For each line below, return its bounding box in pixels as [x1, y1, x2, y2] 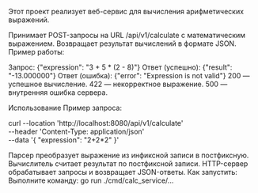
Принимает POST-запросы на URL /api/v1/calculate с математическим [8, 31, 246, 40]
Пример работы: [8, 47, 65, 56]
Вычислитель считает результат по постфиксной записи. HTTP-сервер [8, 159, 249, 168]
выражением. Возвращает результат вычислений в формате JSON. [8, 39, 237, 48]
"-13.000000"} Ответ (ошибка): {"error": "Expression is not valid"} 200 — [8, 71, 250, 80]
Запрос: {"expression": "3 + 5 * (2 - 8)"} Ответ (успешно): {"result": [8, 62, 233, 72]
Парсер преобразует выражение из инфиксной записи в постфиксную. [8, 150, 249, 160]
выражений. [8, 15, 50, 25]
